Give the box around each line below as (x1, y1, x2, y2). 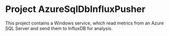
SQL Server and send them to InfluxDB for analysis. (5, 25, 113, 31)
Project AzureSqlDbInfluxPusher (5, 3, 146, 15)
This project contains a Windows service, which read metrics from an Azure (5, 20, 164, 26)
